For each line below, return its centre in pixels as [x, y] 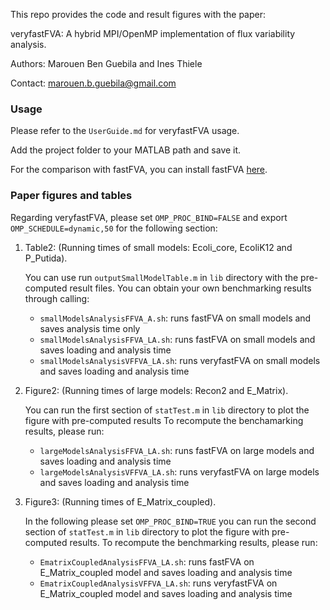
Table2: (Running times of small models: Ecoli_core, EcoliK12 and [158, 247]
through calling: [57, 298]
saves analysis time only [90, 328]
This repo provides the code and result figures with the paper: [138, 14]
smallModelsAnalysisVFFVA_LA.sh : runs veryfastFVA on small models [180, 360]
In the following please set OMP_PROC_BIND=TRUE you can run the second [170, 521]
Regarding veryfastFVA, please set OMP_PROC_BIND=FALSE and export [149, 217]
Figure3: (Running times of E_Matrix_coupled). [120, 501]
